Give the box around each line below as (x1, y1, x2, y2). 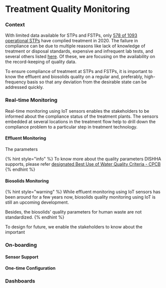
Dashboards (5, 278, 36, 285)
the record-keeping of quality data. (5, 59, 77, 65)
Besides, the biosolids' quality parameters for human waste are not (5, 209, 142, 215)
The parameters (5, 146, 38, 152)
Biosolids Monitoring (5, 178, 49, 184)
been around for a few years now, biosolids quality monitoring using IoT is (5, 194, 156, 200)
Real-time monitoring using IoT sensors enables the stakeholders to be (5, 108, 150, 114)
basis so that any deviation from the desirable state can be (27, 79, 147, 85)
